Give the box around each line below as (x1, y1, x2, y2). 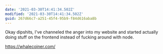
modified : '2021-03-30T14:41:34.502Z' (5, 12, 84, 16)
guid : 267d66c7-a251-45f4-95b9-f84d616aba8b (5, 16, 97, 21)
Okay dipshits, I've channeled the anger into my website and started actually (5, 29, 158, 35)
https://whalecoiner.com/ (5, 44, 56, 50)
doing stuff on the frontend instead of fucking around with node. (5, 34, 134, 40)
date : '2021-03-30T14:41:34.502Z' (5, 7, 75, 12)
